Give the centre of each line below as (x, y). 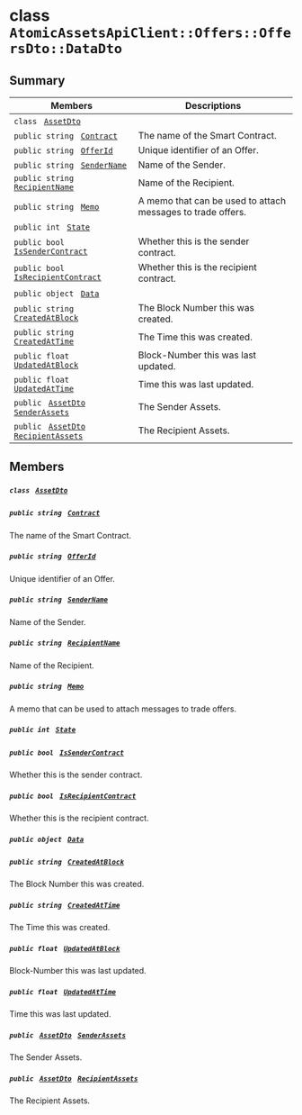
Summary (37, 81)
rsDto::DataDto (66, 49)
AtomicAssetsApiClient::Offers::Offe (151, 33)
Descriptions (213, 106)
